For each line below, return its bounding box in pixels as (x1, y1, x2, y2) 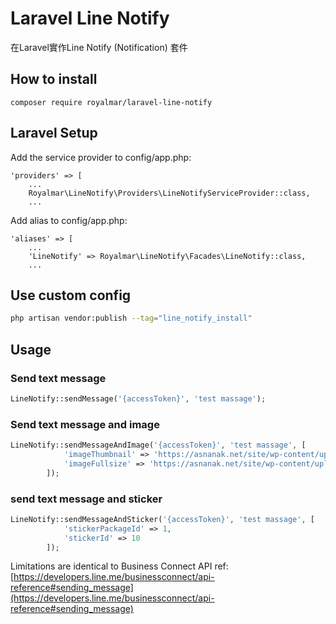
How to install (10, 71, 98, 88)
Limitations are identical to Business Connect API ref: (10, 560, 229, 572)
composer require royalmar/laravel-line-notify (10, 97, 213, 107)
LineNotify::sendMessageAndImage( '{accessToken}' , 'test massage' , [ (10, 440, 307, 451)
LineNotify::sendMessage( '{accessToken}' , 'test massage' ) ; (10, 393, 267, 404)
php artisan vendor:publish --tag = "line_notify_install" (10, 313, 253, 324)
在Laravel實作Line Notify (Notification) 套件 (10, 41, 188, 53)
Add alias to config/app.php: (10, 214, 128, 226)
